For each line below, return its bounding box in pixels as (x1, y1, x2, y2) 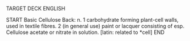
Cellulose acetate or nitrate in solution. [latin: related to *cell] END (6, 29, 165, 36)
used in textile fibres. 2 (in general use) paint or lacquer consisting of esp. (6, 23, 185, 29)
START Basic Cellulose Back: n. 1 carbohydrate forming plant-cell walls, (6, 16, 179, 23)
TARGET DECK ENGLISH (6, 5, 66, 12)
